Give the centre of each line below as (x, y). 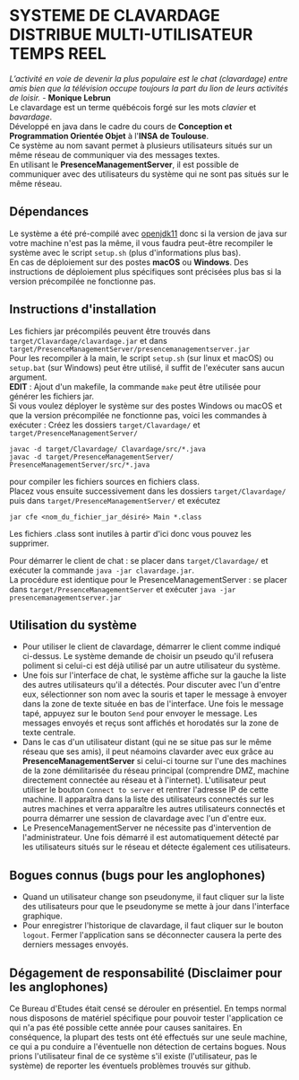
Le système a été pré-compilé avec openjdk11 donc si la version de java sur (148, 233)
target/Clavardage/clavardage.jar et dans (88, 340)
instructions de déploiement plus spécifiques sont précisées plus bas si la (145, 271)
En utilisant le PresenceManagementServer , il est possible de (124, 164)
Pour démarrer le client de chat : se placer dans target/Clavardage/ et (139, 560)
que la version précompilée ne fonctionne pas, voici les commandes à (138, 415)
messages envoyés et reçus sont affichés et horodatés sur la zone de (150, 723)
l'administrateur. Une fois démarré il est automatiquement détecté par (150, 838)
